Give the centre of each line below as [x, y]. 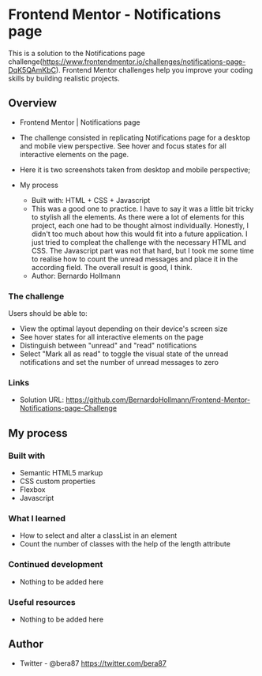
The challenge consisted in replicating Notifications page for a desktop [135, 137]
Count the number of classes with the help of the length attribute [125, 544]
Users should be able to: [48, 314]
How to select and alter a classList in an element [98, 535]
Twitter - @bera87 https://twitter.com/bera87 [93, 663]
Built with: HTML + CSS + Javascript [91, 200]
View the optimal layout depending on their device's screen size [124, 329]
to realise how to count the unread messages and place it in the [135, 259]
